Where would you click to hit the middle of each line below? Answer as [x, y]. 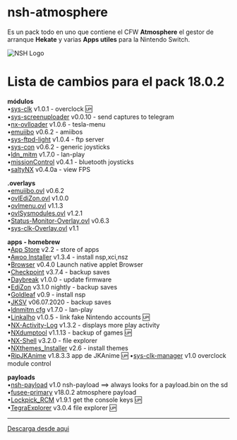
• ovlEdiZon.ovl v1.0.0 [38, 198]
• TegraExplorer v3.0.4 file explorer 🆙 [62, 407]
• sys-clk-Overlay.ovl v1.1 [43, 228]
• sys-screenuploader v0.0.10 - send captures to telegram [91, 117]
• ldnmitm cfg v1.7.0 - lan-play [50, 309]
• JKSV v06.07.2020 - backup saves [59, 302]
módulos [20, 101]
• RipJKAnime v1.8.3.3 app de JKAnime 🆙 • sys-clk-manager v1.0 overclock [117, 355]
